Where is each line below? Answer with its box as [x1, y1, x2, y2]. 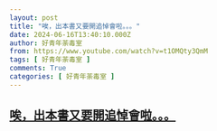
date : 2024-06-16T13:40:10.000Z [9, 30, 131, 39]
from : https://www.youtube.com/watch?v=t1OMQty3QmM [9, 47, 208, 56]
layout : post [9, 13, 59, 23]
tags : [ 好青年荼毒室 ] [9, 55, 90, 64]
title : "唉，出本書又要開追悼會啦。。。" [9, 22, 140, 31]
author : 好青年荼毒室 [9, 38, 83, 48]
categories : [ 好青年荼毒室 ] [9, 72, 115, 81]
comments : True [9, 64, 67, 73]
